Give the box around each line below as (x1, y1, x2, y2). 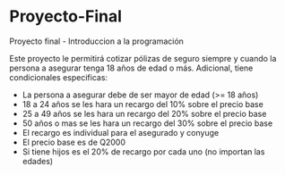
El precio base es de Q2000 (22, 137, 125, 147)
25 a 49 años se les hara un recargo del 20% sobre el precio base (22, 108, 267, 119)
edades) (22, 155, 54, 166)
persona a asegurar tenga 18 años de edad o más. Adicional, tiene (9, 62, 254, 73)
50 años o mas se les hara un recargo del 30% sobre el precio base (22, 118, 273, 129)
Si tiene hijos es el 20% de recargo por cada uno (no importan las (22, 146, 265, 157)
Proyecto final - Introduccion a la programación (9, 36, 184, 46)
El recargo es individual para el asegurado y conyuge (22, 127, 220, 137)
